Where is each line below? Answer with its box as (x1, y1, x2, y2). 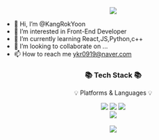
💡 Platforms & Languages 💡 (74, 88, 153, 97)
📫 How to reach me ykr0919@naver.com (13, 50, 132, 58)
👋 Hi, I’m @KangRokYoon (13, 20, 86, 28)
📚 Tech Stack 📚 (84, 70, 142, 79)
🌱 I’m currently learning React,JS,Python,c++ (13, 35, 144, 42)
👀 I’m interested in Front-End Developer (13, 27, 127, 36)
